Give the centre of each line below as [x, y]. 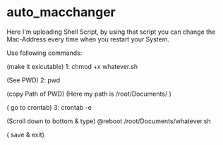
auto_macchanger [61, 12]
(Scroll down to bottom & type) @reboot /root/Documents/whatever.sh [109, 121]
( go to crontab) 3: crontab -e [49, 107]
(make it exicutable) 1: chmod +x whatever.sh [72, 66]
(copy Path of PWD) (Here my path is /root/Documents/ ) [89, 94]
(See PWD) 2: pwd [34, 80]
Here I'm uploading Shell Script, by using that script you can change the [111, 32]
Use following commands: [44, 53]
